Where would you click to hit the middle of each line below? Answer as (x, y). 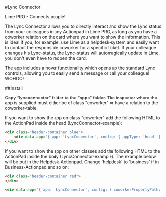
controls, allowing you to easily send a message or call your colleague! (77, 73)
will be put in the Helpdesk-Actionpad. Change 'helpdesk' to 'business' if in (82, 162)
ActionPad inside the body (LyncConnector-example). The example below (81, 156)
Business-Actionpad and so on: (37, 167)
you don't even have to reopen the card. (46, 58)
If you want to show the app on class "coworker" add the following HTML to (83, 118)
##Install (14, 88)
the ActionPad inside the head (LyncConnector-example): (64, 123)
